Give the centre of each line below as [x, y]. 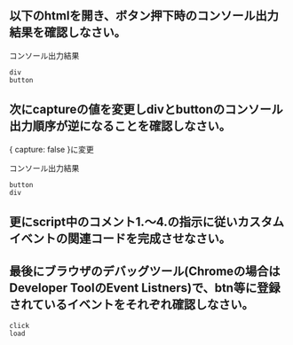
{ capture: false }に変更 [52, 149]
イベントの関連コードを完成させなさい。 [120, 239]
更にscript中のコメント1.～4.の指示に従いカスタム [146, 222]
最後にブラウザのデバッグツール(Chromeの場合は [145, 272]
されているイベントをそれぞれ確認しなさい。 [132, 305]
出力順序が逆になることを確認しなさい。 [120, 126]
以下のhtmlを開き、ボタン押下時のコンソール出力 [144, 16]
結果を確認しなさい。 [67, 32]
